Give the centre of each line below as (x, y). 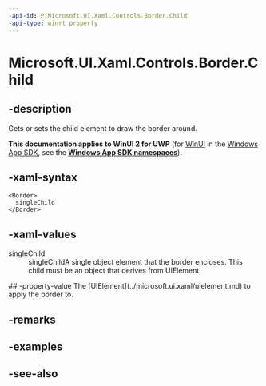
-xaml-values (42, 234)
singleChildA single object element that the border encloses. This (136, 262)
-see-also (33, 374)
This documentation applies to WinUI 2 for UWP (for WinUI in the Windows (133, 144)
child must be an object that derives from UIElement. (115, 271)
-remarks (32, 319)
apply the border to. (41, 294)
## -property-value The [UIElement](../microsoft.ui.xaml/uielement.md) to (130, 286)
